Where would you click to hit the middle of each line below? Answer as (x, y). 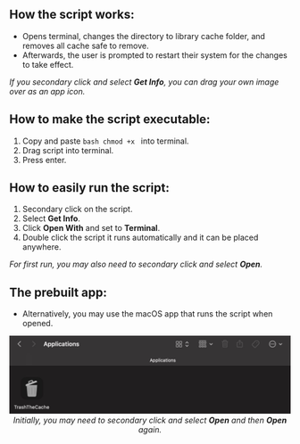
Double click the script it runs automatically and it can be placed (140, 238)
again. (150, 429)
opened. (37, 324)
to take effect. (48, 64)
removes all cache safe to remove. (85, 45)
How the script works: (72, 15)
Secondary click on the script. (77, 210)
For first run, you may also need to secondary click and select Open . (136, 264)
